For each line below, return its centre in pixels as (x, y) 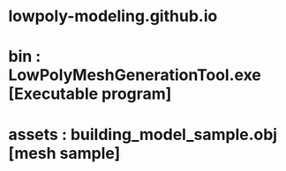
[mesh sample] (64, 153)
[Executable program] (90, 94)
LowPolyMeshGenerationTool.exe (135, 75)
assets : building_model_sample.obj (143, 134)
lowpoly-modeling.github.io (113, 16)
